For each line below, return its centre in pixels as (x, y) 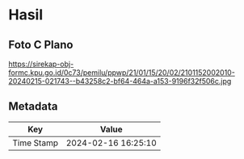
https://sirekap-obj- (41, 64)
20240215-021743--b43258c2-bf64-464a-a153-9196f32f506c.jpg (120, 81)
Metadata (33, 107)
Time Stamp (36, 143)
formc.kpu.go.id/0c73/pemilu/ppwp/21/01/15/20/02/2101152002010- (122, 73)
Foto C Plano (41, 45)
